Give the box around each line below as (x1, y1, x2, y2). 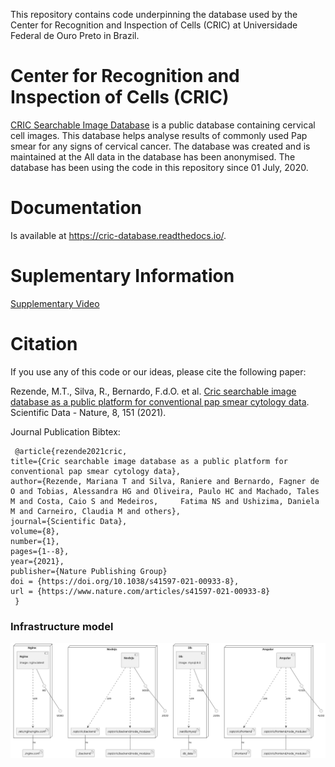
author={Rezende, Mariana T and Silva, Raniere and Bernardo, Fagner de (10, 476, 320, 486)
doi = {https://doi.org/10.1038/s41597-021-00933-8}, (10, 576, 240, 586)
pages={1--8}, (10, 546, 70, 556)
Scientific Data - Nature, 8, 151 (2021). (10, 406, 167, 418)
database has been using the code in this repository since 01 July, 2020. (10, 161, 309, 173)
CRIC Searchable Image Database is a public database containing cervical (10, 119, 316, 131)
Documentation (10, 197, 143, 219)
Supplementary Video (10, 297, 100, 309)
